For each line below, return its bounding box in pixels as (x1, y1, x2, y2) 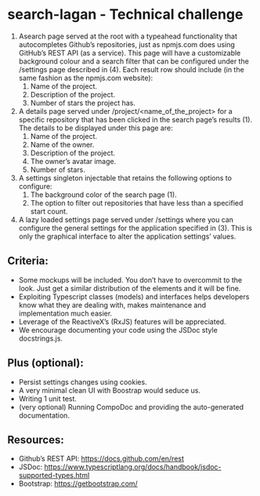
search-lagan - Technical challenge (7, 5, 244, 24)
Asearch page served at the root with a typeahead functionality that (18, 31, 238, 41)
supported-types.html (18, 471, 90, 480)
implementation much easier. (18, 308, 113, 318)
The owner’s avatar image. (30, 156, 117, 166)
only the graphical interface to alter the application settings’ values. (18, 232, 237, 241)
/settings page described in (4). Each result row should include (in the (18, 64, 244, 74)
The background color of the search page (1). (30, 190, 177, 199)
